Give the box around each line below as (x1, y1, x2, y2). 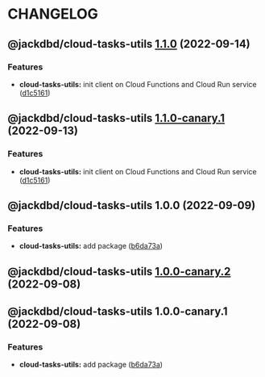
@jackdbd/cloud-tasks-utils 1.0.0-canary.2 (7, 264, 231, 279)
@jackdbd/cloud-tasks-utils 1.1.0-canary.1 (7, 111, 226, 125)
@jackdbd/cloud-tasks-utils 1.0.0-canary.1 (7, 304, 228, 319)
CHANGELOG (7, 5, 98, 23)
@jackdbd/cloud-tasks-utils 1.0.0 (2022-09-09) (7, 199, 256, 212)
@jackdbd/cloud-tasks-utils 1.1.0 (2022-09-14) (7, 37, 251, 51)
